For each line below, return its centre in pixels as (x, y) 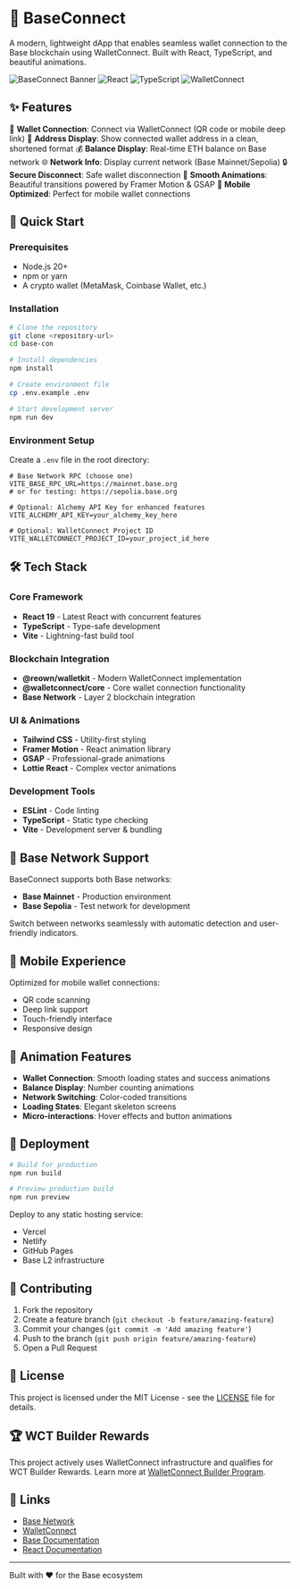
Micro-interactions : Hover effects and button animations (127, 1115)
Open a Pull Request (60, 1348)
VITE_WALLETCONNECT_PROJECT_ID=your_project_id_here (109, 538)
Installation (34, 309)
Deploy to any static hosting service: (76, 1215)
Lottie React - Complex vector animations (99, 769)
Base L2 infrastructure (63, 1260)
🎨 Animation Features (71, 1057)
